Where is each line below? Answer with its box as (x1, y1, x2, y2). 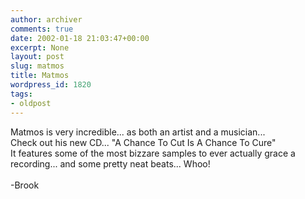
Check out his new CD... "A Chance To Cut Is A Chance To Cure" (10, 136, 277, 148)
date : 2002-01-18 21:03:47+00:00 (10, 33, 150, 43)
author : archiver (10, 14, 83, 25)
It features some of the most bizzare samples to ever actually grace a (10, 147, 296, 159)
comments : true (10, 24, 74, 34)
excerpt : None (10, 42, 70, 53)
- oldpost (10, 98, 52, 108)
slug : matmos (10, 61, 65, 71)
